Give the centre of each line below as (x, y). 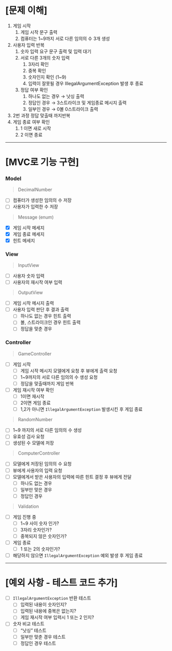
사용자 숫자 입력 (28, 276)
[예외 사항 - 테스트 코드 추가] (61, 583)
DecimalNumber (35, 190)
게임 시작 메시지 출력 (33, 303)
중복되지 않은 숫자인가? (44, 536)
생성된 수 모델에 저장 (33, 443)
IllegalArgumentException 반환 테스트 (52, 598)
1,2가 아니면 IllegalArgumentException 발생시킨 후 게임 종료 (81, 409)
